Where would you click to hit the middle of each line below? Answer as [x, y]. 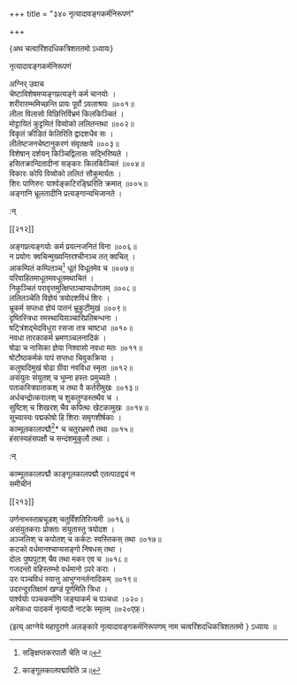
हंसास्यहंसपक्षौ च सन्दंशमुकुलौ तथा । [60, 439]
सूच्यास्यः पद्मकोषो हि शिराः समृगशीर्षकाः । [65, 417]
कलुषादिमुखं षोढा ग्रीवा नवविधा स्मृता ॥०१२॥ [71, 367]
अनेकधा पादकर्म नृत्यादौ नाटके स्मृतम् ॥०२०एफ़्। [77, 609]
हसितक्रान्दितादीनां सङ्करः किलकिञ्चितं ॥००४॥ [77, 163]
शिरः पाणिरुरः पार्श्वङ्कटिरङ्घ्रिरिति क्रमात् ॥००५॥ [78, 183]
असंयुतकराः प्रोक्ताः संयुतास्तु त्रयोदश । [62, 529]
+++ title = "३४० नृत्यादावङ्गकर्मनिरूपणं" [72, 14]
